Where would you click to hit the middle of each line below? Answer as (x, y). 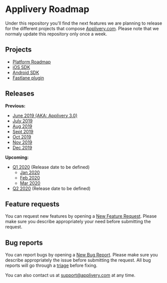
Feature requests (32, 204)
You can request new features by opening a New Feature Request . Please (81, 216)
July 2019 (22, 121)
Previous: (15, 106)
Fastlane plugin (28, 78)
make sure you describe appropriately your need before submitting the (78, 222)
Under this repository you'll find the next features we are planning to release (84, 23)
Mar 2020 (30, 183)
